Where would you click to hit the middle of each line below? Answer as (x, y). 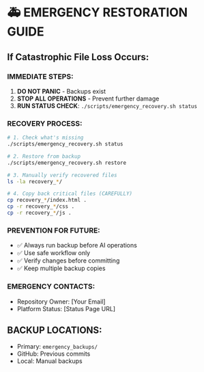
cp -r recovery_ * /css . (41, 207)
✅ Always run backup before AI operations (77, 245)
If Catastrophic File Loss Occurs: (78, 57)
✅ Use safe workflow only (54, 253)
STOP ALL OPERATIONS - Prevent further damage (88, 98)
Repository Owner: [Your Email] (61, 302)
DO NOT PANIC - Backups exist (61, 91)
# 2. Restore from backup (44, 156)
